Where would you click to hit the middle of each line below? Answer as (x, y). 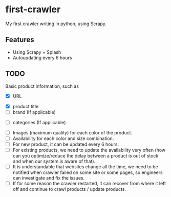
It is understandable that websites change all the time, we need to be (85, 167)
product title (26, 106)
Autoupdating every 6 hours (42, 57)
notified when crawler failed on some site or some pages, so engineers (88, 172)
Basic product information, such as (42, 86)
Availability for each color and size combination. (63, 138)
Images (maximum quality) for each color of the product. (72, 132)
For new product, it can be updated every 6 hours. (66, 144)
